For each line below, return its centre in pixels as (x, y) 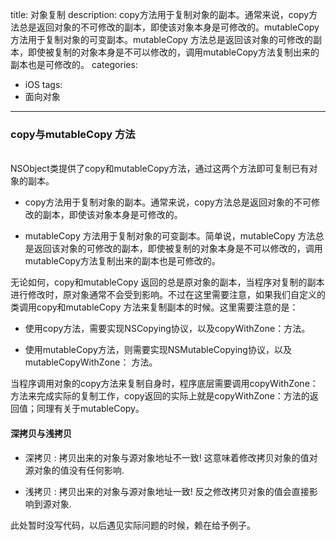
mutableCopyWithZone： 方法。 (91, 362)
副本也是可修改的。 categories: (74, 64)
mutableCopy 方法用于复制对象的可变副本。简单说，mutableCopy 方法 (170, 236)
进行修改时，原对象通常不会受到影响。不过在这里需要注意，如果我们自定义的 (168, 295)
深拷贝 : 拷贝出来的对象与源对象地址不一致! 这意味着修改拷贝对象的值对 (171, 457)
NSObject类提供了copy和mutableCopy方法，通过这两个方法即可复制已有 (160, 169)
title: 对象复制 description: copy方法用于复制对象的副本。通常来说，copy (160, 14)
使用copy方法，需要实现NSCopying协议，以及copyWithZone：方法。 (167, 329)
